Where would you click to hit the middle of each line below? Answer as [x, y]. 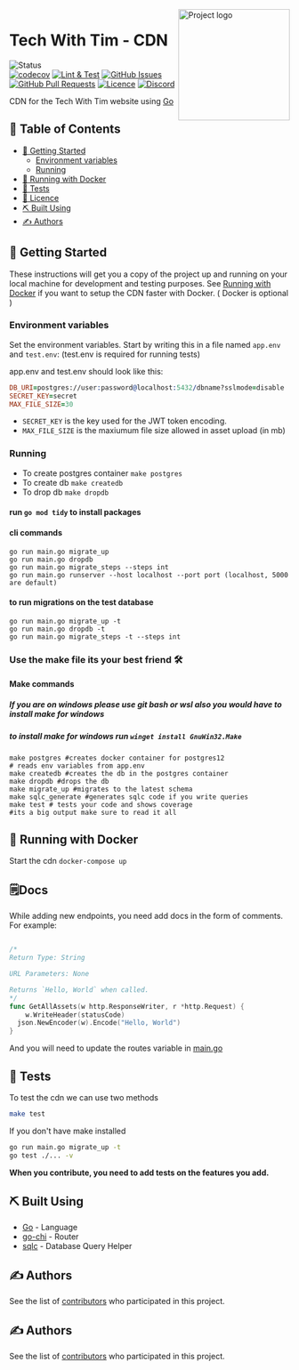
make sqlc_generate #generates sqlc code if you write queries [129, 797]
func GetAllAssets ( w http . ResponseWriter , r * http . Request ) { [127, 1006]
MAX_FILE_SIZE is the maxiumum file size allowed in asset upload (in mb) [154, 431]
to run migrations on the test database [81, 602]
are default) [33, 583]
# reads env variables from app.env [77, 766]
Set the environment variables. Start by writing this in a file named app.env [145, 344]
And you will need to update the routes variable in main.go [116, 1048]
